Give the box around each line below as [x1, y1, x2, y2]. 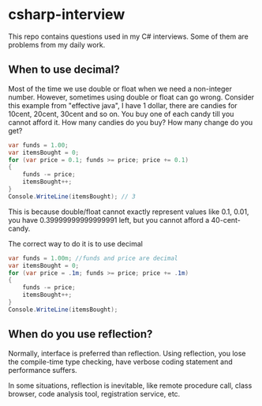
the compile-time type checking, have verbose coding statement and [8, 357, 233, 367]
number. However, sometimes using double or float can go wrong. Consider [8, 92, 255, 102]
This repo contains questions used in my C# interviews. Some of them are [8, 32, 249, 41]
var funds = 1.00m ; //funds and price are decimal [8, 254, 178, 262]
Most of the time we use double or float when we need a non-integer [8, 84, 233, 93]
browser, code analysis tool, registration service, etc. [8, 389, 181, 398]
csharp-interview [8, 6, 125, 24]
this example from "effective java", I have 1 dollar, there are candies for [8, 100, 238, 110]
